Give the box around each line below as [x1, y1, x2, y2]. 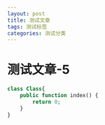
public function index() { [20, 92, 99, 99]
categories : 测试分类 [7, 29, 66, 37]
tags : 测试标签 [7, 23, 48, 30]
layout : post [7, 10, 45, 17]
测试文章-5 [7, 62, 70, 78]
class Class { [7, 85, 45, 93]
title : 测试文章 [7, 17, 50, 24]
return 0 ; [32, 98, 61, 105]
